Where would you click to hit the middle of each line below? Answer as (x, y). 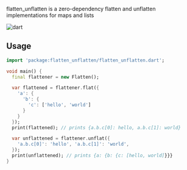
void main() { (24, 71)
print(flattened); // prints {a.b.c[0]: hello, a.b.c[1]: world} (97, 127)
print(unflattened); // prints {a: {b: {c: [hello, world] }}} (92, 156)
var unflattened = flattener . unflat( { (61, 139)
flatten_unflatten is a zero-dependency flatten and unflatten (81, 9)
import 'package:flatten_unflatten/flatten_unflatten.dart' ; (86, 60)
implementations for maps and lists (50, 15)
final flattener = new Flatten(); (55, 77)
